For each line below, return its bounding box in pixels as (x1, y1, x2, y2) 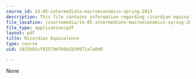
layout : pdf (6, 30, 35, 36)
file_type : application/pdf (6, 24, 75, 31)
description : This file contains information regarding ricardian (6, 14, 171, 20)
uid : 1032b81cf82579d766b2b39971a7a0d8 (6, 46, 103, 52)
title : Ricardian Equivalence (6, 35, 80, 41)
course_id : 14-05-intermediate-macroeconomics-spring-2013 (6, 8, 153, 15)
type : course (6, 41, 38, 47)
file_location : (6, 19, 43, 25)
